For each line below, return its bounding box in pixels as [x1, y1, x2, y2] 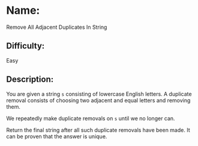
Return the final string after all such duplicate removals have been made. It [6, 126, 190, 133]
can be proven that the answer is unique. [6, 133, 107, 140]
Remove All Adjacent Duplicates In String [6, 23, 107, 31]
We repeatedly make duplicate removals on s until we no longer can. [6, 115, 175, 122]
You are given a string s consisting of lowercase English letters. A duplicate [6, 90, 192, 97]
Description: [6, 75, 54, 85]
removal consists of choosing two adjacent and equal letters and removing [6, 97, 191, 104]
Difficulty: [6, 41, 45, 51]
